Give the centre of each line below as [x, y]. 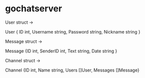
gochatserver [34, 9]
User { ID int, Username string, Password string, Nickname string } [73, 32]
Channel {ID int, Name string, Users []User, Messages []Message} [72, 70]
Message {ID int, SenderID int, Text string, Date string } [61, 51]
